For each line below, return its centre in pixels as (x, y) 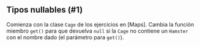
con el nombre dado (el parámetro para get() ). (65, 37)
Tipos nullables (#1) (45, 10)
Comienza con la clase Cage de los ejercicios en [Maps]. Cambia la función (100, 24)
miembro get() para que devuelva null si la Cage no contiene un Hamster (97, 31)
